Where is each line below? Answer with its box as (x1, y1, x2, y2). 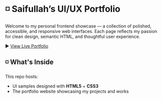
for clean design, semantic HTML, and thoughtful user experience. (5, 33, 141, 39)
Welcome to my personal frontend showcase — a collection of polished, (5, 23, 152, 29)
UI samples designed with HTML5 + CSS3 (12, 83, 99, 89)
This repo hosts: (5, 73, 39, 79)
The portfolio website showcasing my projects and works (12, 88, 129, 94)
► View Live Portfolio (5, 43, 48, 49)
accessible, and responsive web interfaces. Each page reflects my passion (5, 28, 157, 34)
